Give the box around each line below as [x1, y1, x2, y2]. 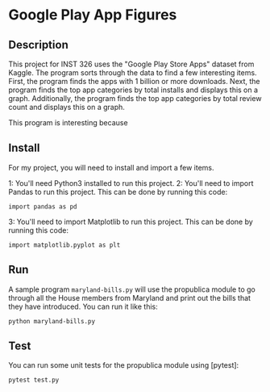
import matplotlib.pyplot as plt [8, 241, 121, 249]
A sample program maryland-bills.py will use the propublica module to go [8, 285, 255, 294]
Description [8, 38, 69, 52]
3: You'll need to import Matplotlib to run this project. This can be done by [8, 217, 254, 226]
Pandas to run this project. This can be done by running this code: [8, 187, 228, 196]
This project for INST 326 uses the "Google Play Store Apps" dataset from [8, 59, 255, 69]
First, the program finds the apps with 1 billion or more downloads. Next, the [8, 77, 260, 86]
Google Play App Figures [8, 6, 177, 24]
